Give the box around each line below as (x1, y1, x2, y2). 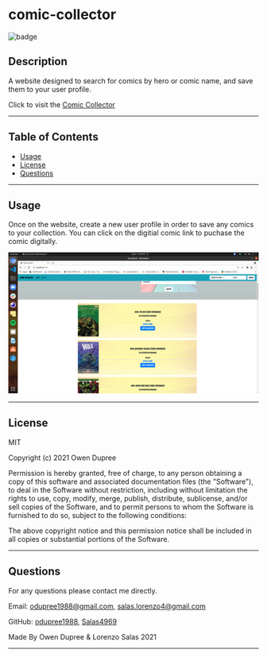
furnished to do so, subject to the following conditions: (8, 510, 187, 520)
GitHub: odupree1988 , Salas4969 (8, 616, 118, 626)
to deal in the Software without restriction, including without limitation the (8, 485, 248, 494)
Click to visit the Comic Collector (8, 99, 115, 109)
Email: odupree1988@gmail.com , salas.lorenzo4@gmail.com (8, 601, 207, 611)
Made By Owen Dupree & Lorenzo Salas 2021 (8, 632, 157, 641)
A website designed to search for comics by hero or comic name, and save (8, 75, 253, 85)
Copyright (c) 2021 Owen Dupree (8, 453, 117, 462)
